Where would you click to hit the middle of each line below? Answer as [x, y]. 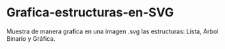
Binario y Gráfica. [31, 38]
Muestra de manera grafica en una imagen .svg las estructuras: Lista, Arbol [112, 31]
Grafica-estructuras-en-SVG [90, 13]
